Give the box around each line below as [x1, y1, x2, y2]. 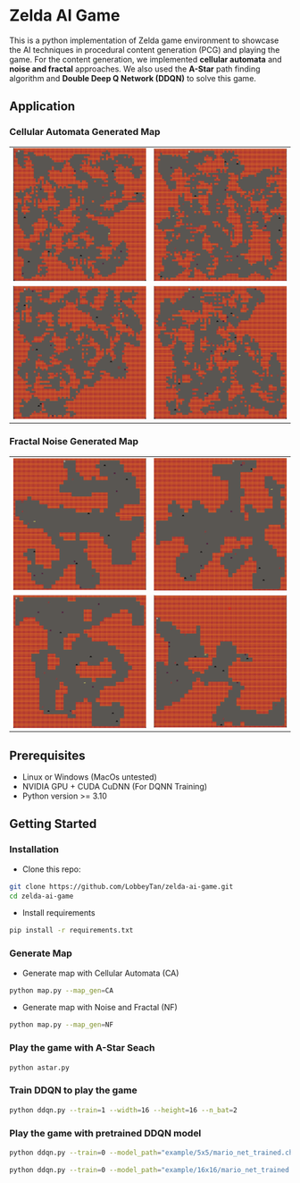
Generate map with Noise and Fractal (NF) [21, 1002, 179, 1013]
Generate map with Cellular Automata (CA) [21, 968, 179, 978]
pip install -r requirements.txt [9, 926, 134, 935]
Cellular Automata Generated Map [9, 126, 161, 139]
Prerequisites [9, 748, 86, 763]
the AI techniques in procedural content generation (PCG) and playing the [9, 44, 280, 55]
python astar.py [9, 1063, 70, 1072]
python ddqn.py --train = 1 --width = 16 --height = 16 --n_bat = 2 [9, 1105, 238, 1114]
